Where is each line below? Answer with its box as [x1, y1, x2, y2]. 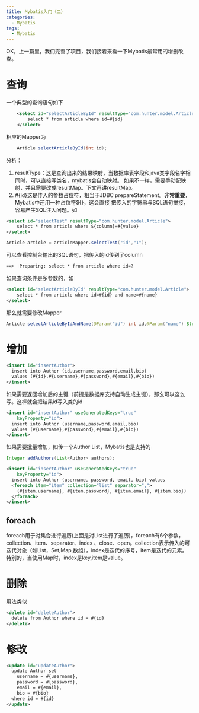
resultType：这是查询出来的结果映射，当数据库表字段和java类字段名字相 [14, 169, 191, 176]
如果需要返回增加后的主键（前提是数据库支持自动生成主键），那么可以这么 [6, 390, 185, 397]
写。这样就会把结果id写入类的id [6, 398, 83, 405]
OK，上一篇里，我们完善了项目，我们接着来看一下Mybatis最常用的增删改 [6, 48, 184, 55]
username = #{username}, [17, 674, 78, 680]
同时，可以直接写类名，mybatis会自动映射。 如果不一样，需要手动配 [14, 176, 181, 184]
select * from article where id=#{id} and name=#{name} [17, 292, 158, 298]
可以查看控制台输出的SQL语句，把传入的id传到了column [6, 252, 143, 259]
